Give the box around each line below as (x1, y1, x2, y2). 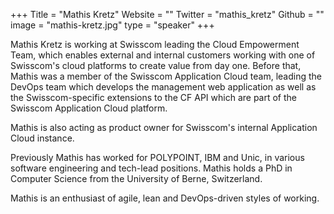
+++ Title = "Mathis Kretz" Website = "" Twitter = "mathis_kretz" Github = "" (10, 9, 325, 20)
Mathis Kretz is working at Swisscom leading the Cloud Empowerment (10, 39, 300, 50)
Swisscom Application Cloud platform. (10, 102, 168, 114)
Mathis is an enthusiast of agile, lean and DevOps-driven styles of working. (10, 192, 320, 204)
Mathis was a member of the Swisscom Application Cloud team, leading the (10, 70, 322, 82)
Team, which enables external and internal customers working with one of (10, 49, 316, 61)
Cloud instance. (10, 132, 75, 144)
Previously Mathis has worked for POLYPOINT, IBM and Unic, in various (10, 152, 305, 163)
